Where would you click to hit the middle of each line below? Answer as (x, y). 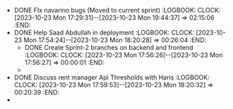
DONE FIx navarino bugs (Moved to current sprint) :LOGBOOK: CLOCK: (117, 10)
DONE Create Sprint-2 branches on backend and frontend (109, 47)
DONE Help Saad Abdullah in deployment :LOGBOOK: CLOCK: (104, 32)
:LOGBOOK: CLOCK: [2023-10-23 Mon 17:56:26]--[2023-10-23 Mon (124, 55)
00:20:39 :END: (37, 92)
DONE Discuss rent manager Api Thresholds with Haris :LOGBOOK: (112, 77)
